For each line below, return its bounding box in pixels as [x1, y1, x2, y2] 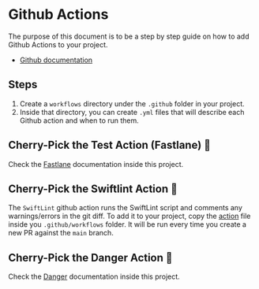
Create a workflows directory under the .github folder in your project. [19, 98, 245, 108]
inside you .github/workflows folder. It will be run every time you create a [8, 220, 247, 229]
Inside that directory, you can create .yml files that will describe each [19, 107, 245, 117]
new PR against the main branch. [8, 228, 114, 238]
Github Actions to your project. [8, 39, 108, 49]
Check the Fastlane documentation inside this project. [8, 159, 184, 169]
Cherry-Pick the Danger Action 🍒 [8, 250, 173, 265]
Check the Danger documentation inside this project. [8, 272, 180, 281]
